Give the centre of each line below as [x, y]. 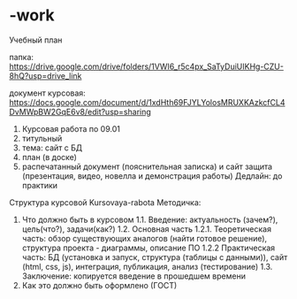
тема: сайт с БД [52, 148]
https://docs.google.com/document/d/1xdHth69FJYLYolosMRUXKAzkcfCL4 [147, 102]
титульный [42, 138]
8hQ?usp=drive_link [46, 75]
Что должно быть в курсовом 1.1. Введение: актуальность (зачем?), [150, 219]
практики [40, 185]
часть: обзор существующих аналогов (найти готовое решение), [145, 238]
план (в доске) [49, 157]
